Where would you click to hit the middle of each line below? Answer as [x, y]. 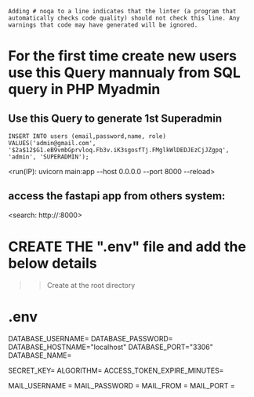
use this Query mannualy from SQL [125, 73]
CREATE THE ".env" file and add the [127, 246]
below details [53, 264]
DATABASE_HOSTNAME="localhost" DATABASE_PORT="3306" [111, 347]
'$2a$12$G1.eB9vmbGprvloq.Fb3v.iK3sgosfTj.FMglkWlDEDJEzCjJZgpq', [119, 150]
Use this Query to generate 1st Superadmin [115, 118]
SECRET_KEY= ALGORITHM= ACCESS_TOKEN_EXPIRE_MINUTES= [116, 370]
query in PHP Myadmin [84, 89]
